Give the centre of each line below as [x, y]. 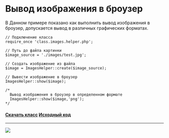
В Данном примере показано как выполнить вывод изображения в [77, 23]
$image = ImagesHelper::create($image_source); [56, 68]
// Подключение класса [29, 37]
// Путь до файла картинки [33, 50]
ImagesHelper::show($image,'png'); [47, 99]
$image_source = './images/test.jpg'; [46, 55]
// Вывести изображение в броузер [41, 77]
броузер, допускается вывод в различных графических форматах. [77, 28]
